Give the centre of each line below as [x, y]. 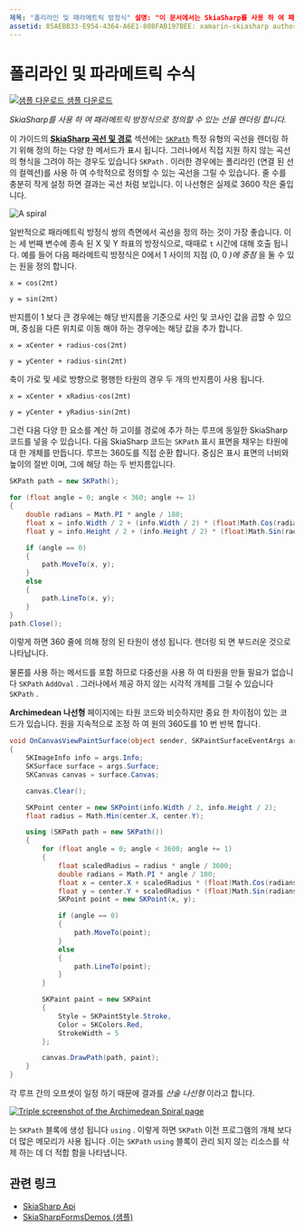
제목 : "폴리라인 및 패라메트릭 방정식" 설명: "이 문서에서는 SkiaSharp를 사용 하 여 [147, 18]
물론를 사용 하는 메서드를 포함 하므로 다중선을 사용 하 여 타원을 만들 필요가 [139, 673]
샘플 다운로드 [90, 100]
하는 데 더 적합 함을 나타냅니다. [73, 1153]
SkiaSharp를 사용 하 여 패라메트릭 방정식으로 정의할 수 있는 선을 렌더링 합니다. [148, 119]
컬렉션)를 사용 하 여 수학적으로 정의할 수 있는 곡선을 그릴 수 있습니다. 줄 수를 [152, 173]
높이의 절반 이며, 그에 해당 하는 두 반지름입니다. [93, 464]
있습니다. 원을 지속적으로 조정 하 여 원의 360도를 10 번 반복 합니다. [143, 724]
